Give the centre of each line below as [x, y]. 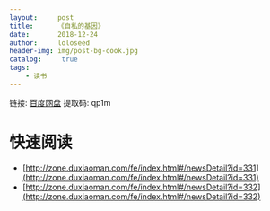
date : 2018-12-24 [54, 34]
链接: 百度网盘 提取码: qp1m [60, 102]
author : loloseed [50, 43]
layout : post [42, 18]
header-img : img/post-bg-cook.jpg [74, 51]
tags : [19, 68]
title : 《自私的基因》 [57, 26]
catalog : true [44, 59]
